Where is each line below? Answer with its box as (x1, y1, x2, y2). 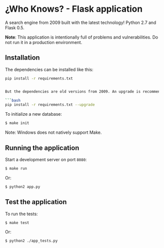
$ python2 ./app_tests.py (5, 238, 58, 244)
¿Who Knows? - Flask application (5, 3, 143, 15)
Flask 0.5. (5, 24, 24, 30)
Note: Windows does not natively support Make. (5, 129, 102, 135)
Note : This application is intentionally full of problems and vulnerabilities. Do (5, 34, 159, 40)
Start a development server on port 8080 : (5, 156, 87, 162)
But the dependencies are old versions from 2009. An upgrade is (5, 89, 141, 94)
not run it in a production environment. (5, 39, 82, 45)
